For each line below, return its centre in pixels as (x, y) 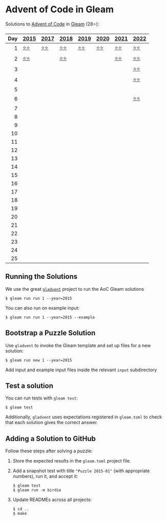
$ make (20, 514)
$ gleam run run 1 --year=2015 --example (50, 317)
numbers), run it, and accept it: (45, 476)
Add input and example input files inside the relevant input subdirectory (81, 370)
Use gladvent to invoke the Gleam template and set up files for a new (78, 345)
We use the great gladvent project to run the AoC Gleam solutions (75, 289)
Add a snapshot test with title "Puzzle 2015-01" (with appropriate (81, 471)
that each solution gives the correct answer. (52, 423)
